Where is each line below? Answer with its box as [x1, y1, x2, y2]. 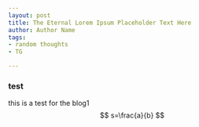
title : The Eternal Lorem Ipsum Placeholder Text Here [8, 19, 192, 27]
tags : [8, 33, 26, 42]
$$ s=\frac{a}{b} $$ [99, 111, 165, 120]
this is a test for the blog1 [8, 99, 90, 108]
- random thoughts [8, 41, 68, 49]
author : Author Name [8, 26, 76, 34]
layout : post [8, 11, 51, 20]
